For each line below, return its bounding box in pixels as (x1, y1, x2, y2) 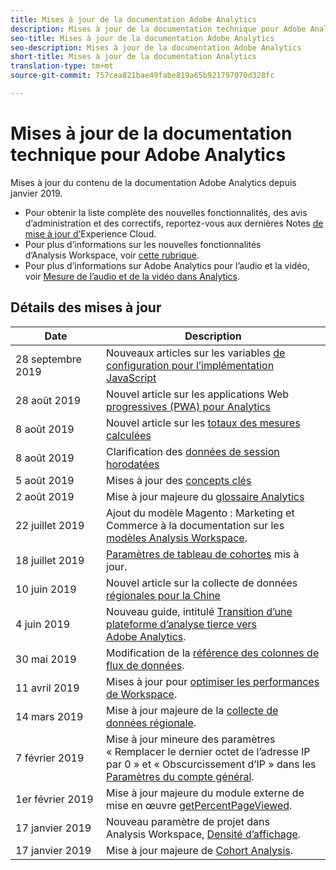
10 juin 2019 (15, 582, 77, 596)
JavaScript (106, 371, 157, 385)
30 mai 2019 (15, 652, 77, 666)
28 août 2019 (15, 393, 82, 407)
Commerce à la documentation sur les (106, 518, 285, 532)
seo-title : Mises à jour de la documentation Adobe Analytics (10, 33, 275, 43)
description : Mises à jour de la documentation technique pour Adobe (10, 24, 307, 34)
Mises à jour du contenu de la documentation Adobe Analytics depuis (10, 176, 297, 188)
